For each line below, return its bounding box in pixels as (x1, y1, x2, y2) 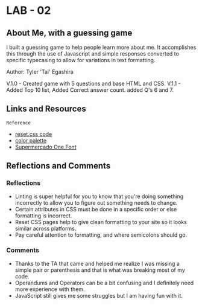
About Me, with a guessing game (6, 28, 133, 38)
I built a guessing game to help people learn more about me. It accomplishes (6, 43, 197, 51)
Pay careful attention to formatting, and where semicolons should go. (14, 231, 187, 239)
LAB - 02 (6, 4, 51, 18)
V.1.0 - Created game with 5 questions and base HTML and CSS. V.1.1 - (6, 80, 181, 87)
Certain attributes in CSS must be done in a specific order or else (14, 205, 177, 213)
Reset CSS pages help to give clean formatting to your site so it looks (14, 218, 187, 225)
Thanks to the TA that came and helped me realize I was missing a (14, 260, 180, 267)
